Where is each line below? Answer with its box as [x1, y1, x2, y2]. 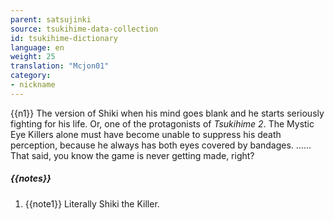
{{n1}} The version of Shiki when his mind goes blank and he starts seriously [10, 107, 325, 119]
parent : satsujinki [10, 14, 92, 25]
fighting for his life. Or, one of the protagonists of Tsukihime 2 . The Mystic [10, 117, 315, 130]
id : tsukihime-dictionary [10, 33, 118, 43]
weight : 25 [10, 52, 56, 62]
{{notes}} [10, 172, 52, 185]
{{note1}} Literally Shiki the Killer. [24, 197, 160, 210]
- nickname [10, 80, 56, 90]
